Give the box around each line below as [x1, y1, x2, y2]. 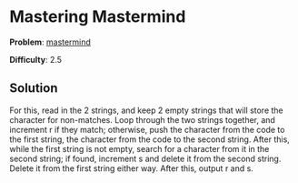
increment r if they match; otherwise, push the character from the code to [9, 124, 285, 135]
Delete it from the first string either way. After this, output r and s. [9, 162, 254, 174]
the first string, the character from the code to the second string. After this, [9, 134, 291, 145]
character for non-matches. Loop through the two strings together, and [9, 114, 275, 125]
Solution [9, 80, 58, 97]
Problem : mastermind [9, 36, 91, 47]
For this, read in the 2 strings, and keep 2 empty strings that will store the [9, 105, 283, 116]
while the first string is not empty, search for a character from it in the [9, 143, 270, 154]
